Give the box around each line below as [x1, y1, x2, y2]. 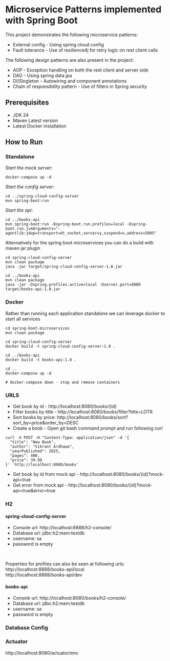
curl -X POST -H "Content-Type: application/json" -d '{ [5, 435, 130, 440]
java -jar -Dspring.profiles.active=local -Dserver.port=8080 [5, 282, 141, 288]
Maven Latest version [12, 117, 58, 123]
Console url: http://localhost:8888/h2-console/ [12, 525, 112, 531]
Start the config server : [5, 184, 55, 190]
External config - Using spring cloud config [12, 41, 104, 47]
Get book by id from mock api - [12, 471, 79, 477]
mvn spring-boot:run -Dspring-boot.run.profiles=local [5, 222, 125, 227]
